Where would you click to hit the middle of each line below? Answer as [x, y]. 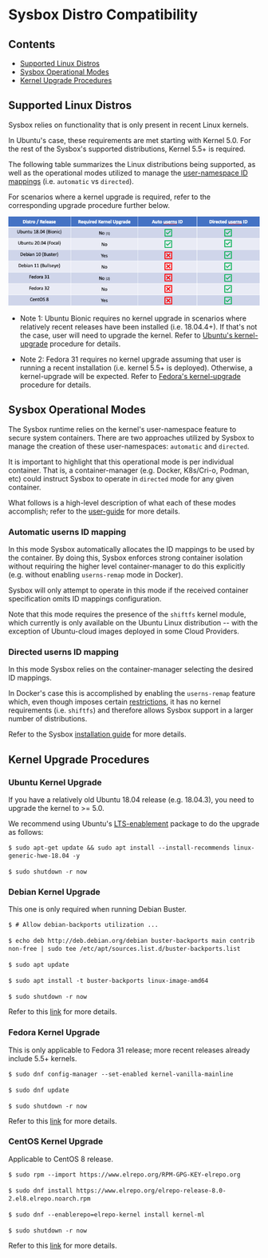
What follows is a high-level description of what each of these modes [122, 502]
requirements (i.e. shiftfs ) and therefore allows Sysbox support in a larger [131, 710]
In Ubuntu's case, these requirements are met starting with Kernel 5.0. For [130, 140]
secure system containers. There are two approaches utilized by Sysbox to [131, 437]
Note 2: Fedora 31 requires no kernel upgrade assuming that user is [130, 359]
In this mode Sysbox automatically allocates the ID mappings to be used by [132, 549]
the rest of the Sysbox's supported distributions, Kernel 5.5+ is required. [127, 149]
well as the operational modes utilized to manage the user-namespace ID [128, 173]
